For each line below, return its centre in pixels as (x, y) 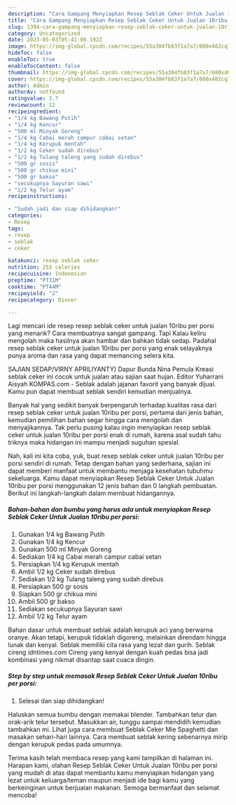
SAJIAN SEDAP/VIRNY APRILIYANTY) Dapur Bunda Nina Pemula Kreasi (111, 370)
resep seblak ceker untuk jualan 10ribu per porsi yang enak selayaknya (110, 349)
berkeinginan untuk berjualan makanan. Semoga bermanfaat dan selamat (114, 788)
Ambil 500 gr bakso (47, 602)
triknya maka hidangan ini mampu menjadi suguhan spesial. (94, 442)
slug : (16, 27)
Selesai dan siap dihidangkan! (61, 701)
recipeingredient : (35, 111)
